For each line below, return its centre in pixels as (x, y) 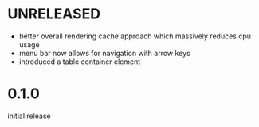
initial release (29, 116)
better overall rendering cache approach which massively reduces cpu (135, 36)
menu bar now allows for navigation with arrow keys (104, 53)
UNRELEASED (54, 14)
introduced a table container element (80, 62)
